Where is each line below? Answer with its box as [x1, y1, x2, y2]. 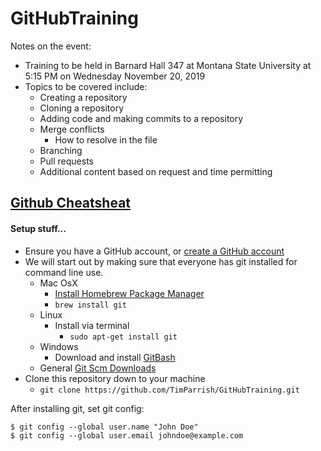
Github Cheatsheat [10, 195, 132, 212]
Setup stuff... [10, 222, 67, 234]
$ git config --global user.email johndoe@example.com [10, 430, 244, 441]
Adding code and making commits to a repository [39, 112, 244, 124]
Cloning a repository [39, 102, 125, 114]
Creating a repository [39, 91, 128, 103]
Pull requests [39, 155, 94, 167]
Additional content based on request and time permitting [39, 165, 273, 177]
